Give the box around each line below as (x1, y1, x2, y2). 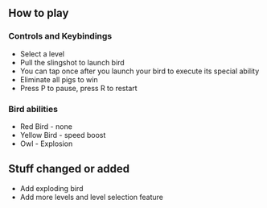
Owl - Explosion (19, 139, 73, 148)
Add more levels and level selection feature (19, 192, 163, 202)
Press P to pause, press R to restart (19, 83, 138, 93)
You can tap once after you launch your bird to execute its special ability (19, 66, 260, 76)
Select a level (19, 48, 65, 59)
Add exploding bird (19, 183, 84, 193)
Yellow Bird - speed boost (19, 130, 106, 139)
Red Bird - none (19, 121, 72, 131)
